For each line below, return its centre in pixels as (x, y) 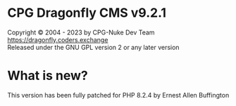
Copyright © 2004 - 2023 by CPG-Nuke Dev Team (81, 32)
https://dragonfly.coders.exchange (58, 39)
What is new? (48, 76)
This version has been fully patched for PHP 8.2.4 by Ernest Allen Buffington (118, 95)
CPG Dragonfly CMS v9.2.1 (87, 13)
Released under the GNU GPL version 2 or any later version (93, 47)
